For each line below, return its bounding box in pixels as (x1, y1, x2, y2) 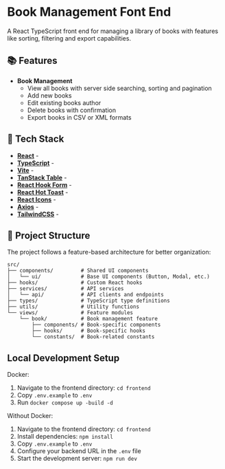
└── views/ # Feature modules (7, 309, 134, 316)
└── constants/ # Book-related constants (32, 334, 155, 340)
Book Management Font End (7, 4, 171, 20)
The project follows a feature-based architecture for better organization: (7, 248, 211, 257)
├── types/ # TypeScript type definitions (7, 297, 170, 305)
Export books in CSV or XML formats (27, 113, 132, 121)
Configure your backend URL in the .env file (16, 447, 142, 455)
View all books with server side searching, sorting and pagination (27, 84, 213, 92)
